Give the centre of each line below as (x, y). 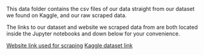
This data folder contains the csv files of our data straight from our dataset (100, 9)
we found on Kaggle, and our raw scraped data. (66, 15)
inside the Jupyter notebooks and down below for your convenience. (93, 34)
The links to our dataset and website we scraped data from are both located (102, 27)
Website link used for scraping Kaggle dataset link (70, 46)
